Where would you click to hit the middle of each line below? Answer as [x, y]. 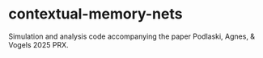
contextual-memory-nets [95, 14]
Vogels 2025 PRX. [38, 44]
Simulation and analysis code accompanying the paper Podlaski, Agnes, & [132, 36]
